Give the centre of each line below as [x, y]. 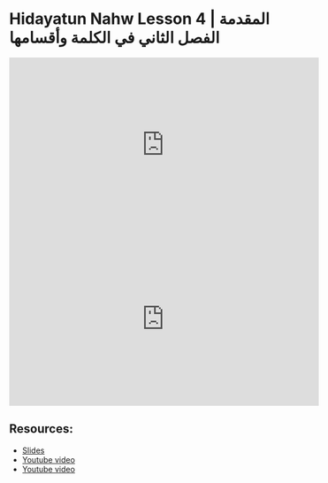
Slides [33, 450]
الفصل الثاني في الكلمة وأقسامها [114, 38]
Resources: [41, 429]
